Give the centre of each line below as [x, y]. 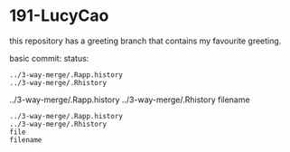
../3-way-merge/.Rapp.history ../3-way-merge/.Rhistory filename [130, 100]
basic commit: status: [49, 58]
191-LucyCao [59, 16]
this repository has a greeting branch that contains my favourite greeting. [145, 41]
